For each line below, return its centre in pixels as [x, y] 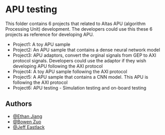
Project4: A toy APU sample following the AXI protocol [70, 71]
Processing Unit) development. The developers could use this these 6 [79, 29]
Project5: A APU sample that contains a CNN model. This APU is [80, 77]
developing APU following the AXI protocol [58, 66]
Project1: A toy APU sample [42, 44]
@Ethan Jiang [27, 116]
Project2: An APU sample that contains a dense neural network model [86, 50]
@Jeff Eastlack [29, 127]
